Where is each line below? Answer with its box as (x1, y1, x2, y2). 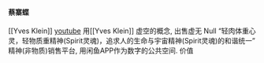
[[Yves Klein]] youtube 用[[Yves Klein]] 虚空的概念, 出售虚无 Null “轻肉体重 (8, 26, 250, 35)
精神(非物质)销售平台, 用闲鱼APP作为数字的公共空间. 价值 (8, 46, 194, 55)
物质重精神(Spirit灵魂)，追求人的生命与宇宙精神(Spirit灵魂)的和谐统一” (28, 36, 256, 46)
